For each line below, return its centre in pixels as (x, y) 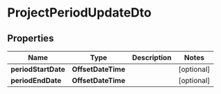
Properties (31, 38)
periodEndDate (36, 81)
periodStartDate (38, 69)
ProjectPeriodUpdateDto (79, 13)
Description (152, 58)
